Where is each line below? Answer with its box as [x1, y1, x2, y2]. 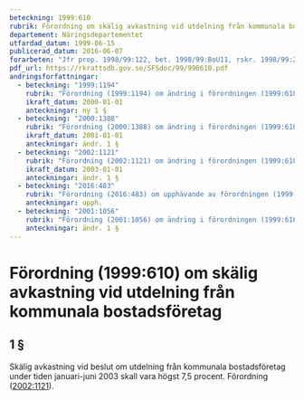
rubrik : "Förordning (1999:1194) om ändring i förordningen [25, 89, 257, 98]
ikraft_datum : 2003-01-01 [25, 165, 124, 174]
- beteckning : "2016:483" [17, 182, 116, 191]
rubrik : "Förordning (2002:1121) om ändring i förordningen [25, 156, 257, 166]
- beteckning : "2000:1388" [17, 114, 119, 123]
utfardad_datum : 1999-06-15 [9, 38, 116, 48]
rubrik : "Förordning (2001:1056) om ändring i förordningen [25, 214, 257, 224]
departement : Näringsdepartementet [9, 30, 144, 39]
